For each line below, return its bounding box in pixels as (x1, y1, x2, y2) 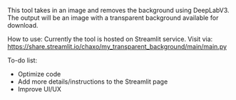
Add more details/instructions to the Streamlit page (17, 77, 168, 86)
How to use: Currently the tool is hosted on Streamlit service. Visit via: (7, 35, 213, 43)
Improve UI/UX (17, 85, 62, 93)
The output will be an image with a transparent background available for (7, 13, 219, 22)
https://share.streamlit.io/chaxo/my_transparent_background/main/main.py (7, 43, 227, 50)
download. (7, 21, 39, 29)
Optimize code (17, 70, 61, 78)
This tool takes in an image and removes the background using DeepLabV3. (7, 6, 230, 14)
